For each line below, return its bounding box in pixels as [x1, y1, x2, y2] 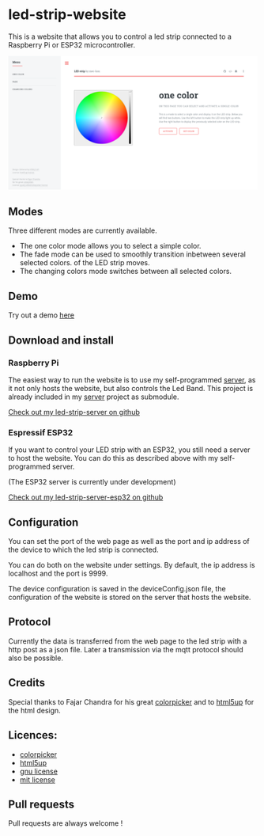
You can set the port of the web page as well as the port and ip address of [8, 537, 251, 546]
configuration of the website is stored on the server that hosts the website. [8, 592, 251, 602]
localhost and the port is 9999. [8, 568, 108, 579]
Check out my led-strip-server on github [8, 407, 140, 416]
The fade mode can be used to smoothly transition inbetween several [19, 249, 247, 259]
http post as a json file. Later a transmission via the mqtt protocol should [8, 644, 243, 654]
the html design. [8, 705, 61, 715]
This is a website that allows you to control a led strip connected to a [8, 32, 232, 41]
